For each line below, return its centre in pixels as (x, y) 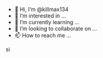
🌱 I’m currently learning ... (47, 22)
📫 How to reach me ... (43, 35)
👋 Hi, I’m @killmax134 (41, 9)
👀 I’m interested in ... (40, 16)
